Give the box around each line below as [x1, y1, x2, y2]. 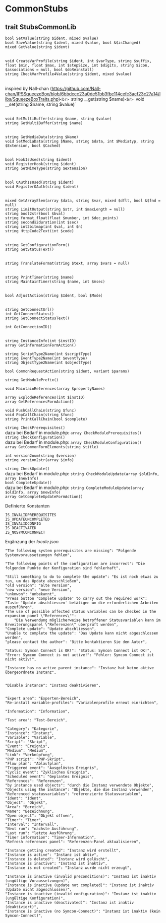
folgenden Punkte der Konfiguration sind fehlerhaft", [5, 566, 121, 570]
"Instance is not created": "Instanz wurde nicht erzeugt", [5, 865, 132, 870]
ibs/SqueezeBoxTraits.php [5, 96, 58, 102]
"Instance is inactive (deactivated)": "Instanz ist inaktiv [5, 900, 134, 905]
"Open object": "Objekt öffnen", [5, 813, 74, 818]
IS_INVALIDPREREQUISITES [5, 512, 56, 517]
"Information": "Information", [5, 709, 70, 714]
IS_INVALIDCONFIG [5, 521, 41, 526]
